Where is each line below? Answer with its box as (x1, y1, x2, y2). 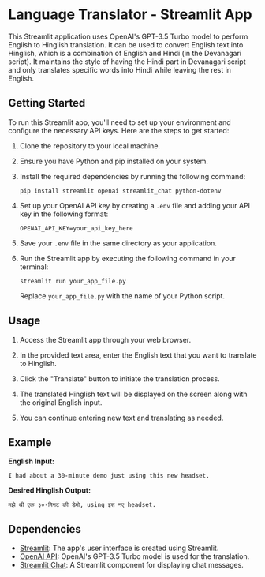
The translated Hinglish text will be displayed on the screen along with (19, 389, 248, 399)
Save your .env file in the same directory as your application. (19, 238, 217, 248)
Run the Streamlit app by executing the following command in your (19, 253, 237, 263)
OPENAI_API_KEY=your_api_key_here (19, 224, 133, 232)
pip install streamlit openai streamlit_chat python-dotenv (19, 187, 222, 195)
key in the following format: (19, 209, 109, 219)
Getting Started (8, 96, 86, 110)
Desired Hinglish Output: (8, 485, 91, 495)
